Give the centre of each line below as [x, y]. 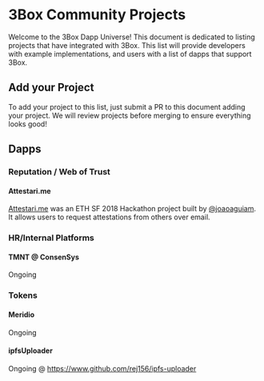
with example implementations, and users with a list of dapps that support [130, 54]
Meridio [22, 315]
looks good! [28, 124]
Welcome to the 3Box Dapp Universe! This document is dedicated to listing [132, 37]
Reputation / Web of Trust [59, 172]
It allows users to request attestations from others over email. [109, 217]
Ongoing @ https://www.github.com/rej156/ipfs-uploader [102, 368]
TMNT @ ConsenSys [44, 257]
